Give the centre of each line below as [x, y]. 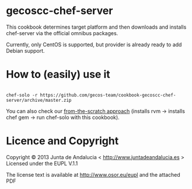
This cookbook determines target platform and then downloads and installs [96, 27]
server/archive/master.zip [39, 100]
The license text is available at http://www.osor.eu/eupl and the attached [93, 174]
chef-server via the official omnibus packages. [62, 33]
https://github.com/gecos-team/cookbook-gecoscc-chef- [108, 95]
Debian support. [25, 50]
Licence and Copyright [62, 141]
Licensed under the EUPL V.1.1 [42, 163]
